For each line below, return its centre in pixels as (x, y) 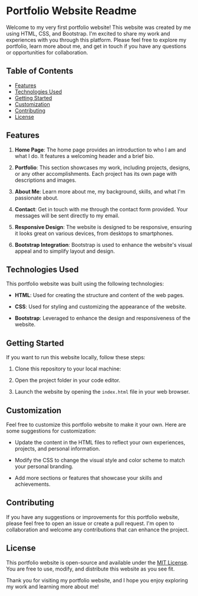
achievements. (33, 484)
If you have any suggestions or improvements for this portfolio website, (93, 517)
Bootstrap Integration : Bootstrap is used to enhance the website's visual (103, 244)
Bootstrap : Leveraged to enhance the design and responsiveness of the (103, 318)
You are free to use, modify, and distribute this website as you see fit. (90, 569)
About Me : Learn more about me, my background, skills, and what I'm (100, 191)
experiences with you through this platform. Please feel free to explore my (96, 40)
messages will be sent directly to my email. (67, 215)
